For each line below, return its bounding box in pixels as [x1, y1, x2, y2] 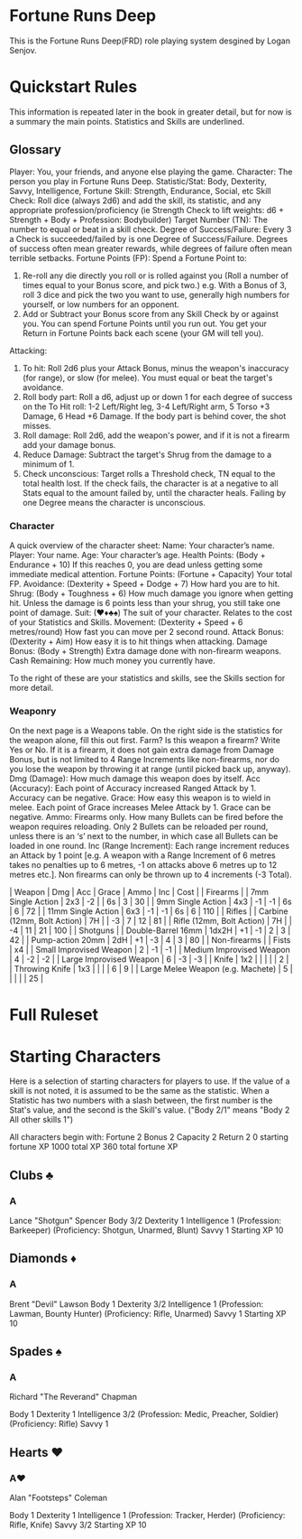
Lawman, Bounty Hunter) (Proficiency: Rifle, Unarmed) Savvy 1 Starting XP [9, 1308, 287, 1319]
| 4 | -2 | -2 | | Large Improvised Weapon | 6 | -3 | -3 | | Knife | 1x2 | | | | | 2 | [9, 954, 289, 965]
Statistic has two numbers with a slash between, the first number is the [9, 1095, 273, 1106]
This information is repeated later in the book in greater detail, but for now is [9, 106, 292, 117]
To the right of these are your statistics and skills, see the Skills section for [9, 672, 286, 683]
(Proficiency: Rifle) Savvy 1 [9, 1419, 109, 1430]
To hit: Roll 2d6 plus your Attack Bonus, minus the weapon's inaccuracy [22, 362, 289, 373]
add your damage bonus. [22, 439, 116, 450]
